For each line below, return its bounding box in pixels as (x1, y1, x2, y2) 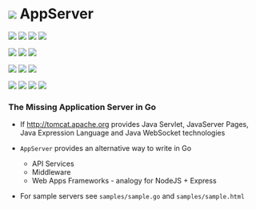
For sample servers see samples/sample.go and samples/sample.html (19, 191, 246, 201)
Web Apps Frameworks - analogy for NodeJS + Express (31, 176, 218, 186)
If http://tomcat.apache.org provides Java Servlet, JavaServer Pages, (19, 120, 250, 129)
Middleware (31, 168, 71, 177)
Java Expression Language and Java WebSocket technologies (19, 128, 226, 138)
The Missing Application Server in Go (8, 101, 157, 112)
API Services (31, 159, 74, 168)
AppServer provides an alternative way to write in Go (19, 144, 192, 153)
